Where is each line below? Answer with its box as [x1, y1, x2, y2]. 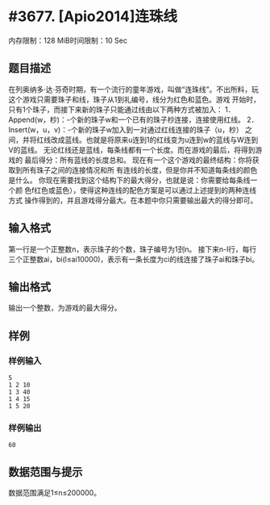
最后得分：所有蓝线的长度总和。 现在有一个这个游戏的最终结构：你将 [23, 155, 252, 165]
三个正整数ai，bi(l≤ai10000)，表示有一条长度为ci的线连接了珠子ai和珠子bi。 [8, 254, 260, 264]
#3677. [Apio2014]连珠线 [8, 7, 178, 26]
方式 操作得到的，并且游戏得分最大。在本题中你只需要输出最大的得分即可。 [8, 195, 258, 205]
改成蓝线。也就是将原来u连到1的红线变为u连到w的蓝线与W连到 [50, 135, 259, 144]
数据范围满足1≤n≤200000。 [8, 488, 102, 498]
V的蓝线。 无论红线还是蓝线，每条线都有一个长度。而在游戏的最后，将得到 [8, 144, 255, 154]
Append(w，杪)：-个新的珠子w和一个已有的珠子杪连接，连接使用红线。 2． [8, 115, 259, 124]
